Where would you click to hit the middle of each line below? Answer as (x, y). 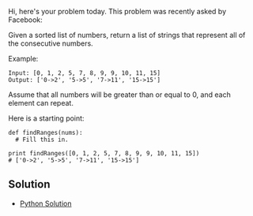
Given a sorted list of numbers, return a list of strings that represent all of (127, 35)
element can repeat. (41, 103)
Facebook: (26, 20)
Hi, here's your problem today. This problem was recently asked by (117, 11)
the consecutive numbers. (51, 43)
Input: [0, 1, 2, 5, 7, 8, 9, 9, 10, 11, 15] (84, 73)
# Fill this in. (42, 140)
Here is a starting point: (46, 118)
